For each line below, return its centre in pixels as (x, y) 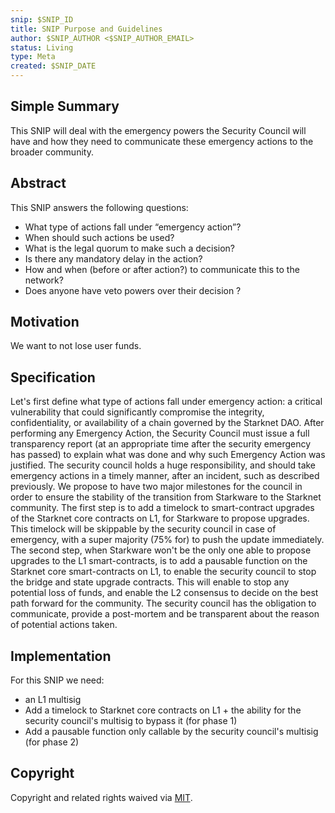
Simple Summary (65, 106)
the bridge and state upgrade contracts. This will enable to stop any (150, 582)
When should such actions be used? (99, 237)
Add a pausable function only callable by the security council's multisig (171, 732)
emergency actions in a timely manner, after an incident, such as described (165, 476)
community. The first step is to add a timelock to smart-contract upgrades (162, 508)
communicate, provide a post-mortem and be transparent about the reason (165, 614)
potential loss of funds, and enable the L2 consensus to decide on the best (164, 593)
